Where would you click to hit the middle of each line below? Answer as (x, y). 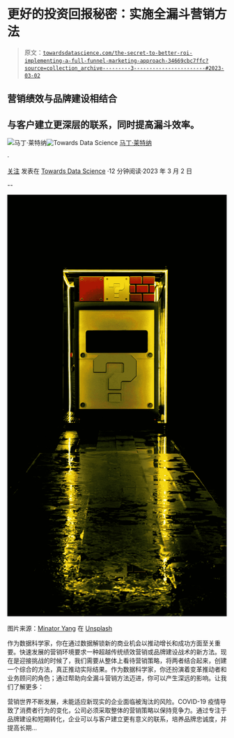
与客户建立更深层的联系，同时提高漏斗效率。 (103, 125)
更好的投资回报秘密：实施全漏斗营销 (111, 14)
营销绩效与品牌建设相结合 (62, 99)
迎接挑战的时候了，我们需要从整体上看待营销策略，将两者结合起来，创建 (123, 661)
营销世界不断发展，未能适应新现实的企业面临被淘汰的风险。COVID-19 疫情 (114, 701)
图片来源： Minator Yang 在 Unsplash (60, 628)
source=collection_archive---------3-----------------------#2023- (124, 68)
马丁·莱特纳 (135, 143)
